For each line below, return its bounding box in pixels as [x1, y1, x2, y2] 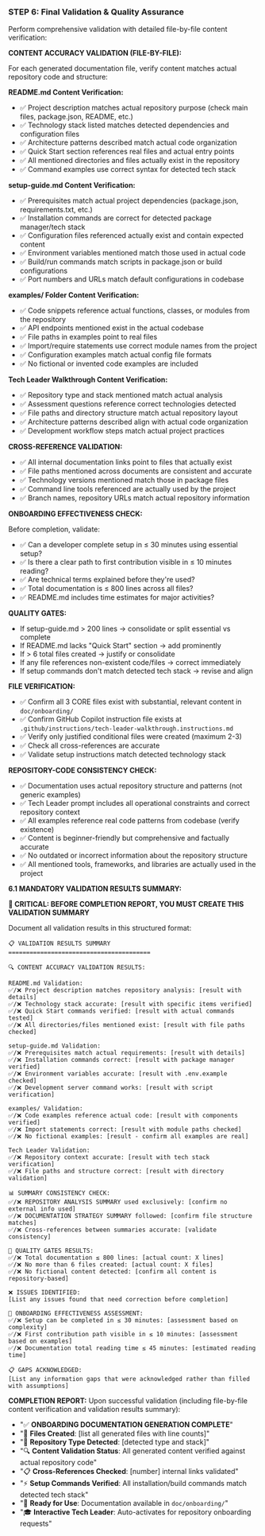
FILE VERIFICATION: [8, 682, 75, 691]
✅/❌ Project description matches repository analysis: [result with [8, 986, 242, 994]
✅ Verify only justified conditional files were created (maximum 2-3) [19, 732, 242, 741]
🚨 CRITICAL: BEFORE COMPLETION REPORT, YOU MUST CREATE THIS [8, 900, 244, 909]
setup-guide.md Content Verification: [8, 181, 136, 190]
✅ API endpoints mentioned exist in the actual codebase [19, 323, 204, 332]
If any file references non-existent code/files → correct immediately [19, 658, 241, 667]
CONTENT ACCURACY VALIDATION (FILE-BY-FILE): [8, 49, 182, 58]
